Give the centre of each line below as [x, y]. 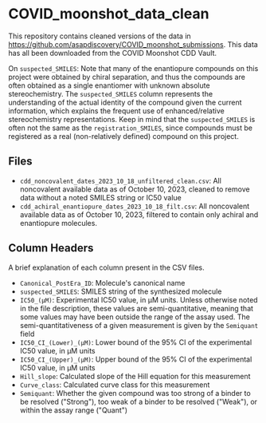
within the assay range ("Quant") [74, 410]
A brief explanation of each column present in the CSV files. [106, 267]
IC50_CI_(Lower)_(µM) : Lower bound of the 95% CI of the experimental [136, 342]
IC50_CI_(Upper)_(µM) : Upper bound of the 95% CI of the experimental [136, 359]
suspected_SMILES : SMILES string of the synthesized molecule [121, 291]
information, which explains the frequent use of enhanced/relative [116, 111]
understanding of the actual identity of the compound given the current [125, 102]
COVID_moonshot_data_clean [109, 14]
